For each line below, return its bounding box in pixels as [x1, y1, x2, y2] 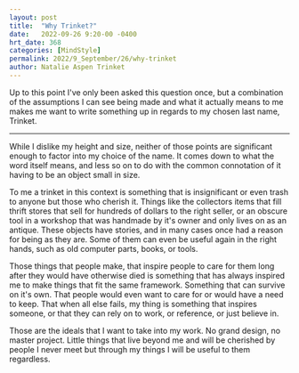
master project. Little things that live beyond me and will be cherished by [9, 335, 276, 345]
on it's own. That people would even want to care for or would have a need [9, 288, 284, 299]
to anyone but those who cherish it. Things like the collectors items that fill [9, 196, 282, 207]
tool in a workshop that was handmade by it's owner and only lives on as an [9, 215, 287, 225]
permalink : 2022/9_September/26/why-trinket [9, 54, 177, 63]
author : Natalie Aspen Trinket [9, 63, 125, 72]
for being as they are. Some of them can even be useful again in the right [9, 233, 278, 245]
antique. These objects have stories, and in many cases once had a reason [9, 224, 284, 235]
